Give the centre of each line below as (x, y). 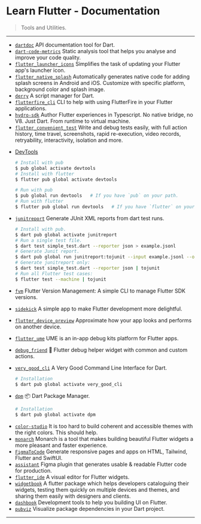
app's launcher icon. (40, 70)
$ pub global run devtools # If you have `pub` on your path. (97, 196)
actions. (25, 356)
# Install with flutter (45, 174)
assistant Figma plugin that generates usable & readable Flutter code (101, 464)
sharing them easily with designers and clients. (73, 496)
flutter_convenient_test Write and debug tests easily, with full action (101, 127)
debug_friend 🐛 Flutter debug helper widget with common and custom (101, 350)
